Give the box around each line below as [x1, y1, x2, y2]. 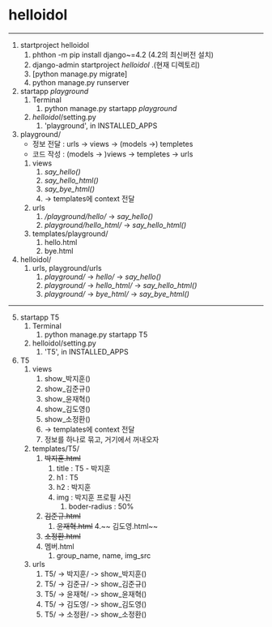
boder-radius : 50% [68, 501, 134, 511]
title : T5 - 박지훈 [56, 463, 111, 473]
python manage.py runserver [32, 77, 130, 87]
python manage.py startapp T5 [44, 329, 148, 339]
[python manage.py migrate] [32, 69, 128, 79]
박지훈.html [44, 453, 81, 463]
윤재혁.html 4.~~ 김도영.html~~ [56, 521, 159, 530]
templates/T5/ [32, 444, 79, 453]
